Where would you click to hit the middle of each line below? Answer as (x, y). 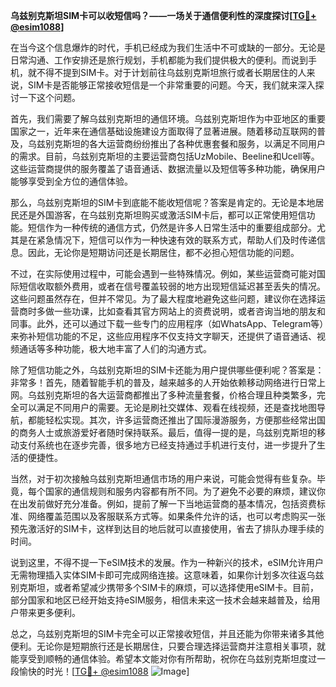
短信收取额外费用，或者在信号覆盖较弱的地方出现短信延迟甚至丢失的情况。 (172, 286)
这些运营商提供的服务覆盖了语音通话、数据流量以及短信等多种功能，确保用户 (168, 168)
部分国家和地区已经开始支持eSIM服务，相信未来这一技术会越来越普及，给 (161, 600)
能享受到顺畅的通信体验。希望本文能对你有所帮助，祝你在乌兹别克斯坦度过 (163, 658)
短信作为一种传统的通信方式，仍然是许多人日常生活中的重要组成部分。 (172, 227)
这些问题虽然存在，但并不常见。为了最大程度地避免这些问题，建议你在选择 (163, 298)
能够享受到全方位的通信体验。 (71, 181)
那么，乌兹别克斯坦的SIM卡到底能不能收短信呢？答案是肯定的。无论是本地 (163, 202)
